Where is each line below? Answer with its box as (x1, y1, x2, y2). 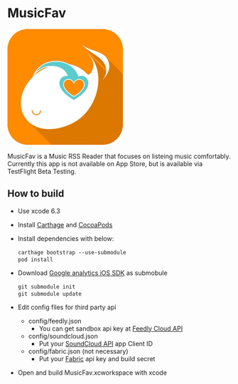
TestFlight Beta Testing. (7, 167, 77, 175)
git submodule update (17, 290, 82, 297)
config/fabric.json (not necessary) (28, 347, 129, 356)
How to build (7, 187, 65, 200)
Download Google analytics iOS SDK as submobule (17, 269, 168, 277)
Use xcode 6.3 (17, 207, 60, 215)
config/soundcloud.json (28, 331, 98, 340)
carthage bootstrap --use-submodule (17, 249, 126, 256)
